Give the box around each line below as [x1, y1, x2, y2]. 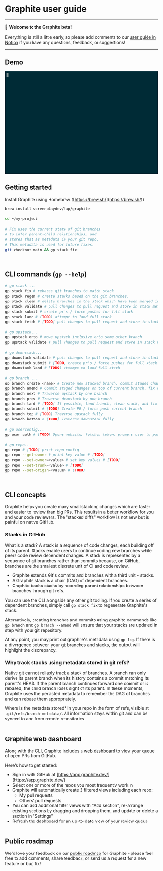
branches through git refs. [12, 587, 65, 593]
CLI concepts [5, 491, 46, 499]
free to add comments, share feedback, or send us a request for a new [5, 855, 147, 861]
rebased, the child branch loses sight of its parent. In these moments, [5, 686, 144, 691]
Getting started [5, 184, 52, 192]
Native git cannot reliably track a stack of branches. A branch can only [5, 670, 146, 676]
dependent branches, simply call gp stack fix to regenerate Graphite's [5, 602, 148, 608]
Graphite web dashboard [5, 735, 81, 743]
